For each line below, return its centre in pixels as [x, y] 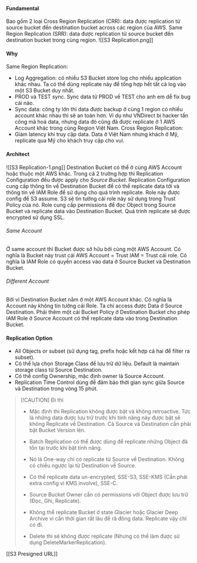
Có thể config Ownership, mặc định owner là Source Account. [90, 376]
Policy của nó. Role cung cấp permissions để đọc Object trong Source [91, 205]
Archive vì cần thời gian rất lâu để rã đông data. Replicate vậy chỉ [108, 519]
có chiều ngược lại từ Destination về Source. [83, 466]
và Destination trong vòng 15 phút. [56, 389]
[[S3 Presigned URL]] [32, 554]
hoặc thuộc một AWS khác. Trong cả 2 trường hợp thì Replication [85, 173]
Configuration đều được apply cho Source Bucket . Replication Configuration [98, 180]
